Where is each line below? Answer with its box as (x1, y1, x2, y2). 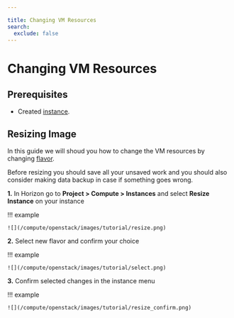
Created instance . (17, 107, 70, 116)
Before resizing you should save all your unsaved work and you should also (7, 168, 228, 177)
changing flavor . (7, 154, 55, 163)
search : (7, 23, 30, 31)
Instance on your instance (7, 197, 85, 206)
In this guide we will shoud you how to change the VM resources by (7, 147, 206, 155)
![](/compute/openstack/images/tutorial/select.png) (7, 264, 167, 272)
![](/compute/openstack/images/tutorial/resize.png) (7, 224, 167, 231)
